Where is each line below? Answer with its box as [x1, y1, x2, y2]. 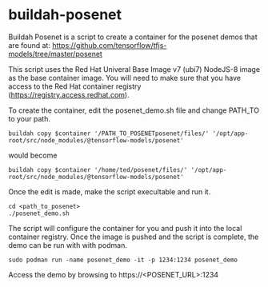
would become [8, 150, 58, 160]
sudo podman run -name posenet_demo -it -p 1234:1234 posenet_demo [8, 256, 238, 264]
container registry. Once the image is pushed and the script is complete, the [8, 232, 259, 241]
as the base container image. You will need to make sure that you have [8, 73, 242, 82]
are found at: [8, 40, 50, 50]
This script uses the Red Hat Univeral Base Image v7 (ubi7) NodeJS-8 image [8, 64, 261, 74]
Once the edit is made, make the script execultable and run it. [8, 186, 211, 197]
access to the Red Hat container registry [8, 82, 142, 91]
